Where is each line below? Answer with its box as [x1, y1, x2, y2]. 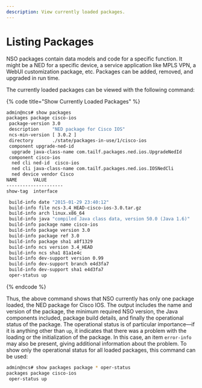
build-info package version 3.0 [8, 228, 90, 234]
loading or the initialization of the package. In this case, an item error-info [6, 334, 192, 341]
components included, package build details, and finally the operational [6, 314, 184, 321]
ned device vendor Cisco [11, 171, 74, 177]
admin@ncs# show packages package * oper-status [6, 364, 131, 370]
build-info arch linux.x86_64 [8, 210, 85, 217]
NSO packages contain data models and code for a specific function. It [6, 55, 183, 62]
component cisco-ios [8, 154, 61, 160]
